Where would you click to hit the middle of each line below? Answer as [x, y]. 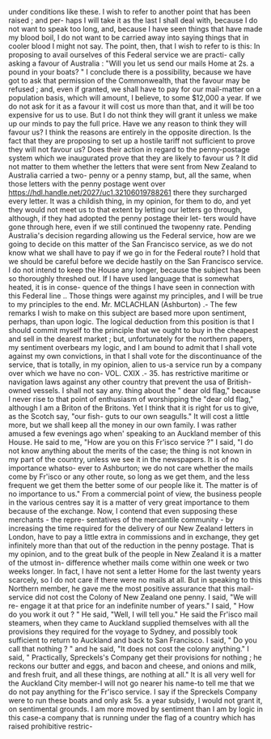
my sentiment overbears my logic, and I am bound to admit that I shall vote [133, 347]
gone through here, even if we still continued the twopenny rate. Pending [130, 227]
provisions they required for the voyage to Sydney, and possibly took [123, 632]
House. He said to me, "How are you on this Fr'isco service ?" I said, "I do [131, 442]
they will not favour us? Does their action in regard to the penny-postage [129, 150]
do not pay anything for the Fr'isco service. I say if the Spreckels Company [133, 692]
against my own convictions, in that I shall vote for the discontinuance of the [135, 356]
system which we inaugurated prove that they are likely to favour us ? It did [133, 158]
